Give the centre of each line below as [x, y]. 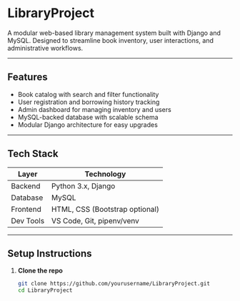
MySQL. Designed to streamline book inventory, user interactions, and [111, 40]
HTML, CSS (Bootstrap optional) [105, 209]
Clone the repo [40, 271]
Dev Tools [28, 220]
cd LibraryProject [45, 290]
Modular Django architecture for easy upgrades [88, 124]
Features [27, 77]
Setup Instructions [50, 254]
